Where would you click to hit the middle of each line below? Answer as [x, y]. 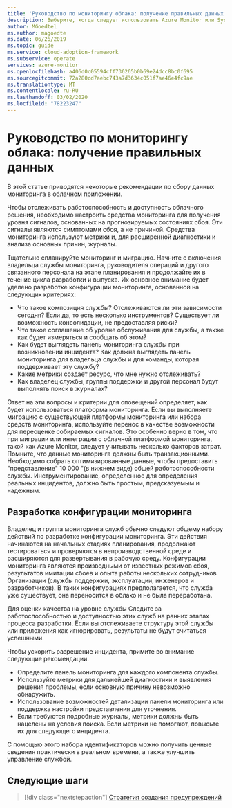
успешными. [26, 638]
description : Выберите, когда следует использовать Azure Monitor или [111, 20]
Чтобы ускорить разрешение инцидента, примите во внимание [101, 651]
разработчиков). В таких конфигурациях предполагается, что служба [110, 587]
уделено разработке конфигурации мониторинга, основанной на [103, 287]
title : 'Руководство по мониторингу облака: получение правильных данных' [117, 14]
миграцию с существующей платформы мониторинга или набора [104, 417]
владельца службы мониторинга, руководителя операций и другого [108, 264]
